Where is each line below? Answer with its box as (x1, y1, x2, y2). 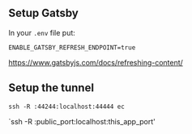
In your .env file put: (8, 27, 75, 37)
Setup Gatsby (8, 6, 79, 20)
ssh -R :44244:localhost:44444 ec (8, 103, 126, 111)
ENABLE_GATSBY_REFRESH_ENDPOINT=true (8, 44, 136, 52)
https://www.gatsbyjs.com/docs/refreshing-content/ (8, 57, 184, 67)
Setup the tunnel (8, 81, 95, 95)
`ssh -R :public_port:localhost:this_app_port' (8, 116, 156, 126)
